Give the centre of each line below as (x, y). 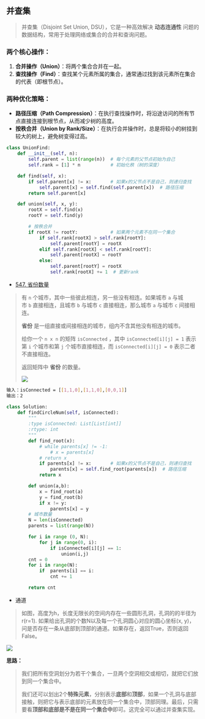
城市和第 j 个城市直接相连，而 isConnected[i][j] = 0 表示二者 (117, 346)
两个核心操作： (28, 52)
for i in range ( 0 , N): (58, 537)
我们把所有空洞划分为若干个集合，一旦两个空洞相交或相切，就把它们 (107, 673)
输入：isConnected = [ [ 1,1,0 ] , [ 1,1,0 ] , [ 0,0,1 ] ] (67, 390)
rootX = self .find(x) (56, 210)
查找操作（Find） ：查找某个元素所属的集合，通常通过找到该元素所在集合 (105, 74)
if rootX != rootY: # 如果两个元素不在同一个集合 (102, 232)
